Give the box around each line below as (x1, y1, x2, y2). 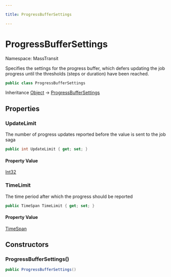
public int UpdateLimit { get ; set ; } (5, 146, 88, 152)
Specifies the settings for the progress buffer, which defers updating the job (5, 65, 165, 71)
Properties (5, 104, 40, 113)
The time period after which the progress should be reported (5, 193, 133, 199)
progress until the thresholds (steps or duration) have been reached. (5, 70, 149, 77)
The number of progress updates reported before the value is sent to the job (5, 131, 166, 138)
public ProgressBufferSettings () (5, 267, 77, 272)
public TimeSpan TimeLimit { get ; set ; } (5, 203, 95, 208)
